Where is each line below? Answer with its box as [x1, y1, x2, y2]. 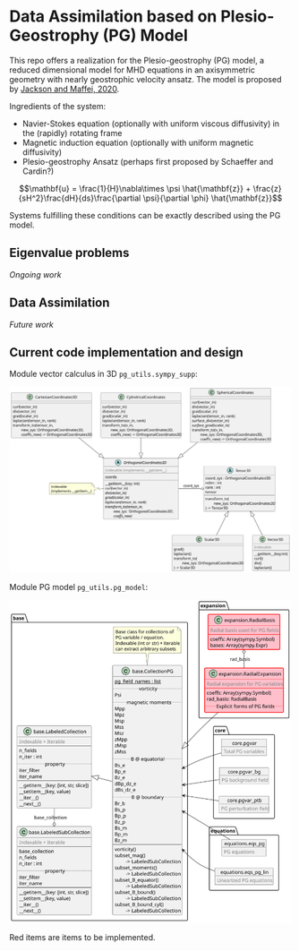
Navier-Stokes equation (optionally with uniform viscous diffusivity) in [21, 118, 280, 129]
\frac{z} [252, 183, 282, 193]
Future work [9, 319, 54, 330]
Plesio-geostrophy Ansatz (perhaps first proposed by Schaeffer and [21, 156, 274, 167]
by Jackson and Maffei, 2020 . [9, 83, 120, 94]
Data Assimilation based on [9, 6, 218, 27]
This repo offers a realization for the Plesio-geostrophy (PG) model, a [9, 55, 265, 65]
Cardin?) [21, 166, 55, 176]
